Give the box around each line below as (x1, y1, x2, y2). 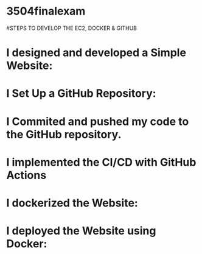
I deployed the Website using (6, 224, 156, 238)
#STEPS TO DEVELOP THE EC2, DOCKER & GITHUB (6, 24, 137, 32)
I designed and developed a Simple (6, 46, 187, 60)
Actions (6, 168, 47, 182)
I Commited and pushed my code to (6, 115, 189, 129)
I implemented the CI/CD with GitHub (6, 155, 197, 169)
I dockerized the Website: (6, 196, 138, 210)
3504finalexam (6, 4, 86, 18)
